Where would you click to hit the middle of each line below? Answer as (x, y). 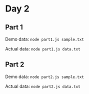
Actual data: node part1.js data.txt (43, 49)
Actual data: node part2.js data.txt (43, 86)
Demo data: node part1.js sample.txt (44, 39)
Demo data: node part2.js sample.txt (44, 76)
